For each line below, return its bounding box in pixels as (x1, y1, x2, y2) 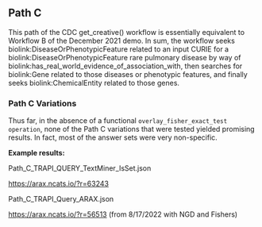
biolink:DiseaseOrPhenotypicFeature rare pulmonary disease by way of (8, 52, 241, 62)
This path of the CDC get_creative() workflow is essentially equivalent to (8, 27, 245, 37)
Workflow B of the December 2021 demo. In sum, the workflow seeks (8, 36, 236, 45)
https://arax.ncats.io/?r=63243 (8, 179, 110, 189)
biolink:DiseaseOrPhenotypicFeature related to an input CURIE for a (8, 44, 229, 54)
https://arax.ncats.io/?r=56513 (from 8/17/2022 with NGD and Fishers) (8, 210, 238, 219)
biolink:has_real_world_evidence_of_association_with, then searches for (8, 61, 243, 71)
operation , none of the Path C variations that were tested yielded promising (8, 125, 256, 134)
